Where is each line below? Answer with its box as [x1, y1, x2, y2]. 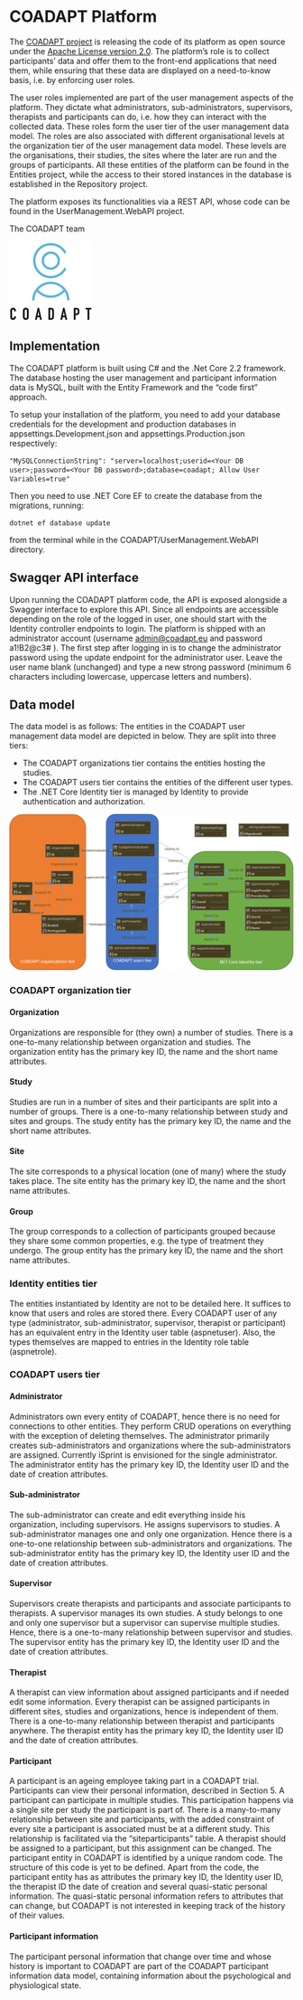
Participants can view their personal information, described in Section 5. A [9, 1785, 285, 1796]
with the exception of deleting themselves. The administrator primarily [9, 1430, 270, 1441]
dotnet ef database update [9, 518, 111, 528]
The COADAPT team [9, 223, 86, 234]
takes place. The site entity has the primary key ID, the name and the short [9, 1176, 286, 1187]
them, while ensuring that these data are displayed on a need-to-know [9, 65, 271, 76]
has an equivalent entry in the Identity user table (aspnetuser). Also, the [9, 1327, 276, 1338]
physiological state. [9, 1979, 82, 1990]
